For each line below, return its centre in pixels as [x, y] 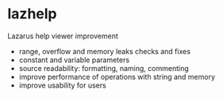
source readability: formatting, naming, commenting [104, 68]
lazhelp [32, 14]
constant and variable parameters [74, 60]
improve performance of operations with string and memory [117, 76]
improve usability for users [62, 85]
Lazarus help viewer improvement [63, 36]
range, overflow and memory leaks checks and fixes [105, 51]
